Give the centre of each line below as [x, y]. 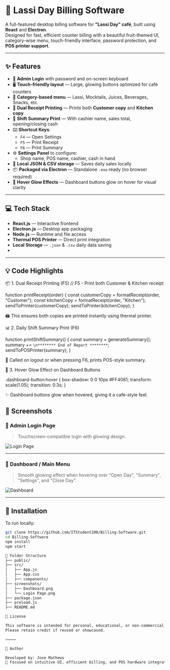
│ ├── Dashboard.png [29, 589]
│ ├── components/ [27, 579]
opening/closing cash [35, 124]
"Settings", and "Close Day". [47, 480]
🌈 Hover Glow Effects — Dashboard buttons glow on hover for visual [84, 182]
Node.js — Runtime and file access [49, 234]
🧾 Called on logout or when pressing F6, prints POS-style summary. [76, 360]
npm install [18, 542]
